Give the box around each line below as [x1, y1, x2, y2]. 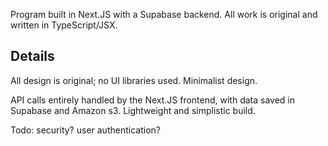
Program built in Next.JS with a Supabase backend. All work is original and [10, 9, 318, 20]
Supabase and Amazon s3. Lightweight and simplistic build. [10, 104, 256, 116]
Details [10, 48, 55, 65]
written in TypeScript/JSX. [10, 19, 118, 31]
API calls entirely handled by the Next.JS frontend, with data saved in [10, 94, 296, 106]
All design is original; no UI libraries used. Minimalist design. [10, 74, 258, 86]
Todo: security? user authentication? [10, 124, 161, 136]
